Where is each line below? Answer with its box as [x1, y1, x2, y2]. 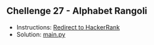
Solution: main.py [16, 30, 66, 38]
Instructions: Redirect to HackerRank [16, 23, 120, 31]
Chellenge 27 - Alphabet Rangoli [6, 5, 148, 17]
